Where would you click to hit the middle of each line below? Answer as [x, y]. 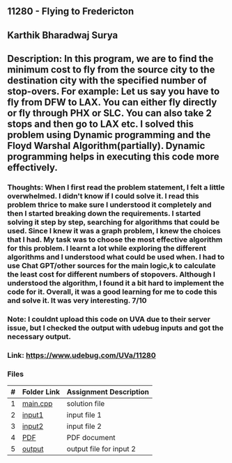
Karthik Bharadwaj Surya [63, 35]
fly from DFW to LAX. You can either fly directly [112, 103]
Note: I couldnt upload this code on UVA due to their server [109, 320]
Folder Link [41, 392]
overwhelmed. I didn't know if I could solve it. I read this [103, 196]
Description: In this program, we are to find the [110, 59]
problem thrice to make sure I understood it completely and [109, 205]
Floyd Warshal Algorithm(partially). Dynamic [106, 146]
